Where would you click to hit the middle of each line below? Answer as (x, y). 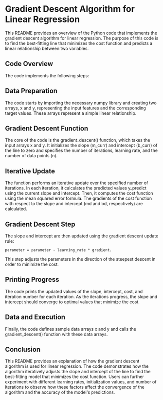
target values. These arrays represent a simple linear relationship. (71, 113)
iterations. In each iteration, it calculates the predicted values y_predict (76, 188)
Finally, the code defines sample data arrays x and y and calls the (71, 329)
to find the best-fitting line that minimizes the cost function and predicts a (79, 43)
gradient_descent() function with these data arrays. (56, 334)
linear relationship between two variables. (47, 48)
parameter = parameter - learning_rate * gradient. (58, 250)
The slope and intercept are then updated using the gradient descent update (82, 236)
